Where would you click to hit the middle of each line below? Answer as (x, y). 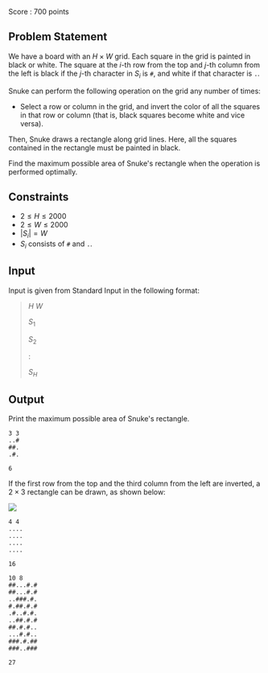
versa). (32, 123)
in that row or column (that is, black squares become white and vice (132, 115)
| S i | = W (34, 234)
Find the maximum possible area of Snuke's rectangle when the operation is (134, 163)
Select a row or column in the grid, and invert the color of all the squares (140, 106)
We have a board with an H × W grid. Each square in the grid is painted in (130, 56)
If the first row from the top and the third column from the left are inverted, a (134, 484)
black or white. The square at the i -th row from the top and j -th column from (134, 64)
